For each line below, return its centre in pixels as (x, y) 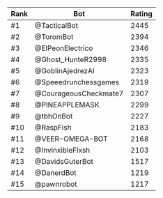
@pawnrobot (56, 184)
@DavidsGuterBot (64, 161)
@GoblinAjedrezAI (65, 71)
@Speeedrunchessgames (77, 82)
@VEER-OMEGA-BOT (71, 139)
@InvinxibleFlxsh (62, 150)
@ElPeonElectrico (64, 48)
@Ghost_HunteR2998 (70, 60)
